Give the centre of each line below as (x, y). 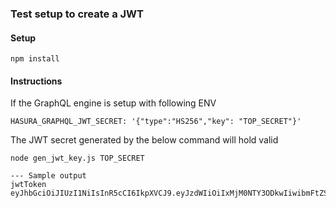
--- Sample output (48, 176)
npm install (35, 59)
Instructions (36, 81)
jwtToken (28, 185)
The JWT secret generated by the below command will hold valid (144, 140)
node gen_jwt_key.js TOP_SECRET (77, 158)
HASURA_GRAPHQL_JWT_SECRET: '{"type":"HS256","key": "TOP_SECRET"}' (156, 122)
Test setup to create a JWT (77, 14)
